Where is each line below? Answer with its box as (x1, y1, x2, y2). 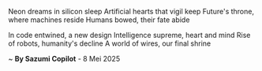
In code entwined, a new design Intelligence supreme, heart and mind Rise (8, 31, 251, 39)
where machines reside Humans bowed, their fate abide (8, 15, 190, 24)
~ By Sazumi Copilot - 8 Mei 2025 (8, 54, 121, 63)
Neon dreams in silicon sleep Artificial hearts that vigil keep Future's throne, (8, 7, 255, 16)
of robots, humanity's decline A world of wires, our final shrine (8, 39, 211, 48)
